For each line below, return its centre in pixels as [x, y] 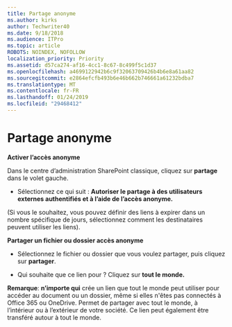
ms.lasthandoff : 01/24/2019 [48, 98]
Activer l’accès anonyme [44, 157]
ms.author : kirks [32, 20]
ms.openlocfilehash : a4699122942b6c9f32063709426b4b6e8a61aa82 [101, 71]
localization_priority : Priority [56, 59]
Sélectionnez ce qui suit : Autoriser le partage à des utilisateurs [110, 191]
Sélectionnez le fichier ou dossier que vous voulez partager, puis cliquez [121, 254]
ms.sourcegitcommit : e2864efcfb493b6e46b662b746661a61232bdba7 [101, 78]
